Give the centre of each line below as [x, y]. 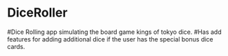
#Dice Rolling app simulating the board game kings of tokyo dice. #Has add [114, 32]
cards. [16, 46]
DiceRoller [37, 13]
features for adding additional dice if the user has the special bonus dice [110, 39]
